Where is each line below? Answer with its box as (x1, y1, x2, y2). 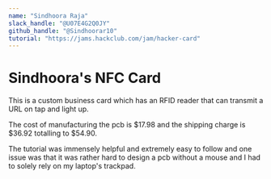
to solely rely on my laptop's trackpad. (8, 161, 136, 171)
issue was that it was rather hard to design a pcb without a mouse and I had (8, 152, 261, 162)
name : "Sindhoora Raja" (8, 11, 89, 20)
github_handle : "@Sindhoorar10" (8, 27, 117, 35)
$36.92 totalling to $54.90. (8, 128, 98, 138)
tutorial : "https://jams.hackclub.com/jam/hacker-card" (8, 34, 201, 43)
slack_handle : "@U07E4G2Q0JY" (8, 19, 111, 27)
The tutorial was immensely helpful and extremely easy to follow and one (8, 144, 252, 154)
